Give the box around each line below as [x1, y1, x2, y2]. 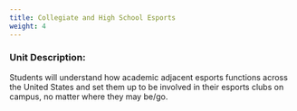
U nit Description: [9, 51, 86, 64]
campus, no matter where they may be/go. [9, 91, 168, 102]
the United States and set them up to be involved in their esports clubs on [9, 81, 284, 92]
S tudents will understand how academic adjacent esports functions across [9, 71, 288, 82]
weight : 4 [9, 22, 47, 31]
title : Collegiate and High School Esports [9, 13, 177, 23]
